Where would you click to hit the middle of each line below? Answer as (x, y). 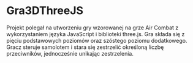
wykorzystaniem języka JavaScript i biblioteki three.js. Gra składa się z (96, 34)
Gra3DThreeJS (45, 11)
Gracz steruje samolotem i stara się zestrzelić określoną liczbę (85, 47)
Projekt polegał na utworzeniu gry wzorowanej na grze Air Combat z (93, 28)
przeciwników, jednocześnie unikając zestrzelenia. (70, 53)
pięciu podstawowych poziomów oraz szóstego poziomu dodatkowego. (97, 40)
